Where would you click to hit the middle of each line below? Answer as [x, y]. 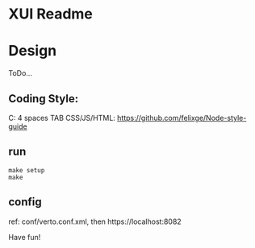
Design [33, 51]
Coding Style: [44, 99]
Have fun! [25, 237]
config [25, 202]
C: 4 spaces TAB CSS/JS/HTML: [62, 118]
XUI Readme [50, 14]
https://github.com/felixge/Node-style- [182, 118]
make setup [27, 170]
